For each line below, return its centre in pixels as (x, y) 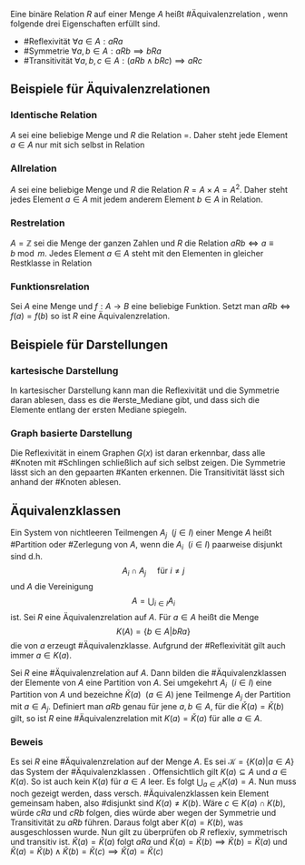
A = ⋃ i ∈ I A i (153, 602)
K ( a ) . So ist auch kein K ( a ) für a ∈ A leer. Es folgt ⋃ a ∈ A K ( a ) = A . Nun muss (153, 782)
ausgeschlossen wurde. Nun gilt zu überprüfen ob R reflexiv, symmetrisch (149, 831)
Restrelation (38, 223)
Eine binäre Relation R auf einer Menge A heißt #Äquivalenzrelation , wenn (149, 14)
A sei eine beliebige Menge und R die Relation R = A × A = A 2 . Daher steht (149, 188)
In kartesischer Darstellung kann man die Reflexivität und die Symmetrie (145, 390)
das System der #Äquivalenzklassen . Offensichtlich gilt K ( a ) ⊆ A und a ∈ (149, 771)
